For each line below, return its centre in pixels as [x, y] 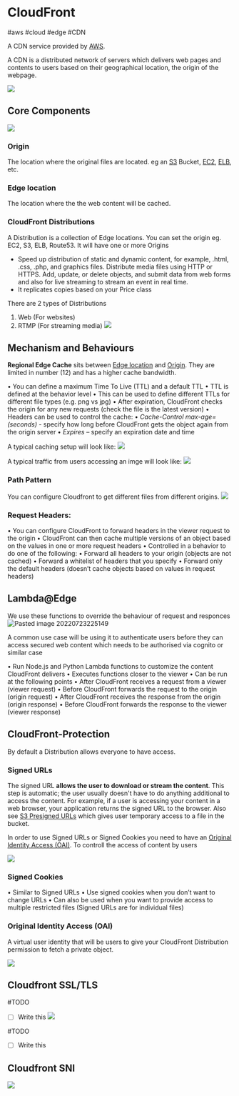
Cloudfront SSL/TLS [53, 985]
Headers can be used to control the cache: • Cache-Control [96, 417]
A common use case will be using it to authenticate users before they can [115, 637]
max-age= [201, 417]
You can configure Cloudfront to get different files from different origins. [113, 497]
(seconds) [22, 424]
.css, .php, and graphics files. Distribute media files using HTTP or [115, 266]
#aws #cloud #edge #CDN [46, 32]
